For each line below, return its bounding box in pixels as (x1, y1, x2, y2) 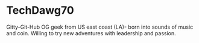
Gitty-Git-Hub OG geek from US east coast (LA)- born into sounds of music (6, 23, 194, 30)
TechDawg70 (6, 4, 74, 17)
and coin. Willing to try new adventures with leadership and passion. (6, 29, 176, 36)
